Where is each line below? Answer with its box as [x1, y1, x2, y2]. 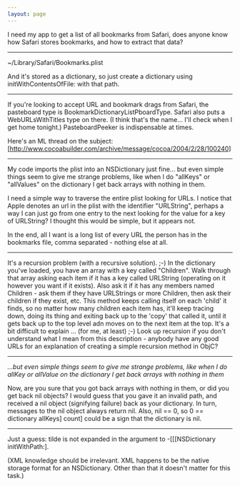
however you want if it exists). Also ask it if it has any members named [7, 281, 214, 290]
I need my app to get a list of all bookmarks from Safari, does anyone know [7, 30, 229, 39]
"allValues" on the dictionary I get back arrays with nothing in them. [7, 180, 206, 188]
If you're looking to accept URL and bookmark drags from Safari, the [7, 100, 209, 108]
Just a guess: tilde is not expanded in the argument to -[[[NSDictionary [7, 435, 216, 443]
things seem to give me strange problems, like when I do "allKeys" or [7, 172, 211, 181]
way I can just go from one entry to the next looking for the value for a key [7, 208, 226, 218]
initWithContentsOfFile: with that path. [7, 79, 120, 88]
